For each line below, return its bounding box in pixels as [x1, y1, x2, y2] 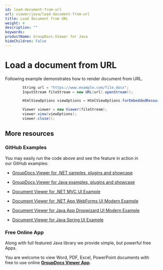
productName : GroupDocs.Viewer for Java [5, 34, 88, 39]
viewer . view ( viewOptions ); [22, 112, 77, 117]
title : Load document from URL [5, 16, 68, 21]
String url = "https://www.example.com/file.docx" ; [22, 85, 130, 90]
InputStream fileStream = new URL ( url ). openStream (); [22, 89, 133, 95]
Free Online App [5, 229, 44, 236]
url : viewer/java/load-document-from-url [5, 12, 90, 17]
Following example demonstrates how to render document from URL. [5, 76, 143, 82]
